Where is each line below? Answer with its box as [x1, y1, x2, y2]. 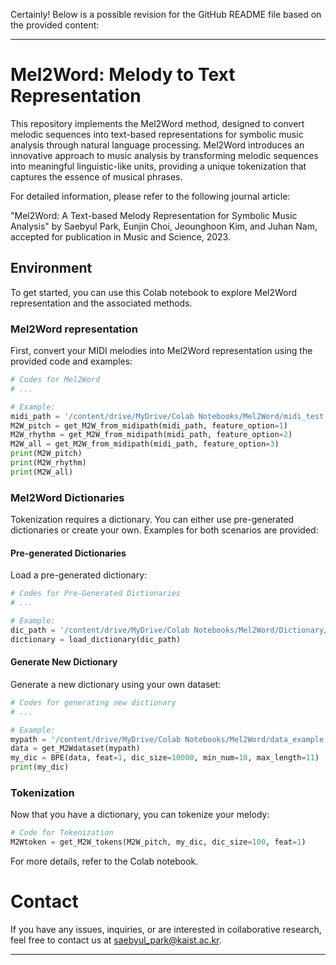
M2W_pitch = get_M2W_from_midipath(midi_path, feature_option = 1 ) [10, 420, 288, 431]
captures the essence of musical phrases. [10, 170, 183, 183]
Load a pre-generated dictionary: [10, 569, 148, 581]
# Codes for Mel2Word [10, 375, 101, 385]
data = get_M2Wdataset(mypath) [10, 744, 141, 754]
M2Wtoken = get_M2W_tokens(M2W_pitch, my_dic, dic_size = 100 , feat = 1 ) [10, 837, 307, 848]
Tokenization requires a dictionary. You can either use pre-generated [10, 514, 295, 526]
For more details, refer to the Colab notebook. [10, 855, 199, 868]
